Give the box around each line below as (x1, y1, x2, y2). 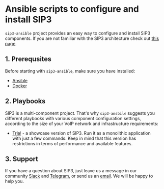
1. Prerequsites (5, 55, 52, 63)
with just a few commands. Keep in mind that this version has (12, 135, 137, 141)
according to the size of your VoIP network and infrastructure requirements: (5, 121, 159, 126)
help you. (5, 178, 24, 184)
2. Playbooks (5, 97, 46, 105)
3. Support (5, 155, 38, 163)
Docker (12, 83, 27, 89)
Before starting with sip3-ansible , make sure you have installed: (5, 68, 135, 74)
